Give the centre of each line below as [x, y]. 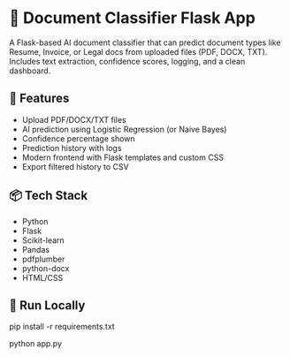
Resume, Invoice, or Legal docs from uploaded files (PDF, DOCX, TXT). [138, 51]
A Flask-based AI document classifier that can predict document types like [145, 42]
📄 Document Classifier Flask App [133, 18]
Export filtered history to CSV [76, 166]
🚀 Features [39, 99]
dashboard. [30, 71]
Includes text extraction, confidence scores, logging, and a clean [127, 61]
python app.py [36, 344]
